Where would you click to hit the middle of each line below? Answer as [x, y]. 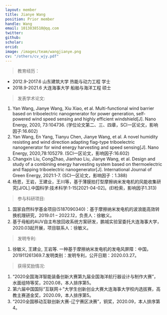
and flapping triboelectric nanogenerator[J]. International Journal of [82, 170]
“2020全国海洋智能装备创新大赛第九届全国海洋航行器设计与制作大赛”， [85, 277]
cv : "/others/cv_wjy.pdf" [32, 56]
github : [13, 38]
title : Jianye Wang [25, 14]
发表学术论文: [31, 98]
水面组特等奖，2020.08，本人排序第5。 [53, 283]
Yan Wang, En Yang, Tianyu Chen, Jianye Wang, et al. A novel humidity [85, 137]
